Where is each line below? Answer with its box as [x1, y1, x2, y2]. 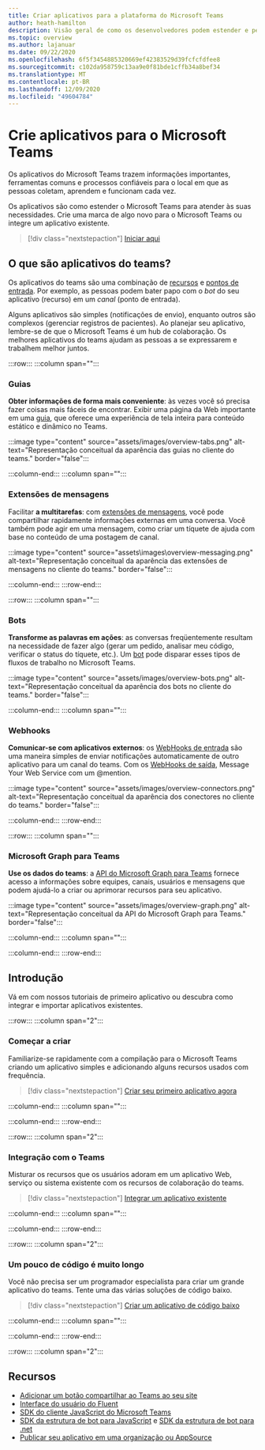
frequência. [8, 1070, 46, 1080]
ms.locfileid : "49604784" [8, 93, 93, 100]
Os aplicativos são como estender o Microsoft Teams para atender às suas [8, 202, 252, 211]
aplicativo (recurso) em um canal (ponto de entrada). [8, 294, 181, 304]
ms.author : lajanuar [8, 41, 77, 49]
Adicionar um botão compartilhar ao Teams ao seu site [19, 1391, 198, 1400]
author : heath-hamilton [8, 19, 87, 27]
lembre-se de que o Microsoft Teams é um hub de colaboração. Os [8, 327, 227, 336]
